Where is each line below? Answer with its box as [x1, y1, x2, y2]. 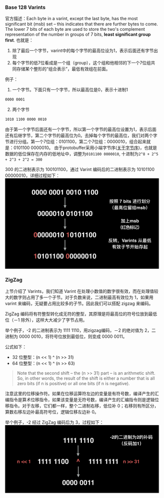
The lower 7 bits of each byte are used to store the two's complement [5, 26, 145, 32]
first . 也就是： [5, 37, 34, 43]
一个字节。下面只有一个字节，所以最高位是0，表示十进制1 [12, 87, 128, 93]
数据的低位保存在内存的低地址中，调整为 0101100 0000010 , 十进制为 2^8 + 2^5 [5, 151, 159, 157]
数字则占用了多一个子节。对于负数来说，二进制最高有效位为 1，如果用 [13, 294, 154, 300]
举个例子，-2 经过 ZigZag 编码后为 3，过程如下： [5, 419, 104, 425]
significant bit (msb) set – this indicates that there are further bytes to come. [5, 21, 158, 27]
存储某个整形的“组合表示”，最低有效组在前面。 [16, 66, 111, 72]
